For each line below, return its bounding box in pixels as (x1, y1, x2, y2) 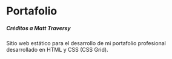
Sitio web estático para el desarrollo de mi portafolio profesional (6, 40, 167, 47)
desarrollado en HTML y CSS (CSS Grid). (6, 46, 108, 54)
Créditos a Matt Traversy (6, 24, 71, 31)
